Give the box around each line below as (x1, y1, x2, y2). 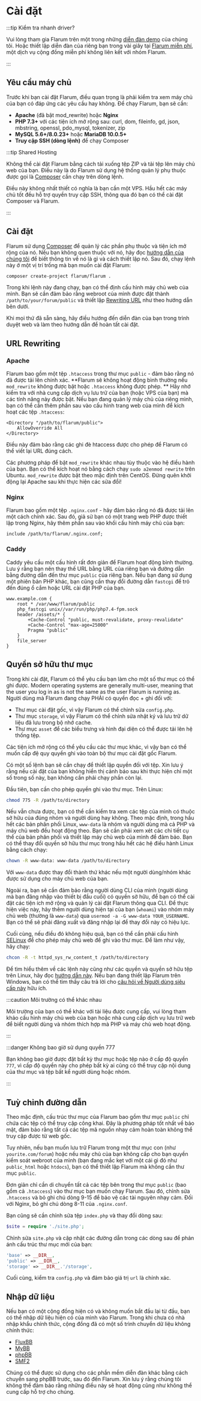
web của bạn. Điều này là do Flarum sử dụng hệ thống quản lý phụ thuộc (6, 166, 186, 173)
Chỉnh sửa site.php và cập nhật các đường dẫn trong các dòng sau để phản (6, 1234, 194, 1241)
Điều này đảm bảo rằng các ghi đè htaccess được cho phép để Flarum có (6, 441, 188, 448)
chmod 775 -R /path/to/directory (6, 797, 90, 803)
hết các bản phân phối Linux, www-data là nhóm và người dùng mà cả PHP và (6, 821, 195, 828)
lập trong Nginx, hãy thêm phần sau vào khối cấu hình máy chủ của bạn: (6, 519, 185, 526)
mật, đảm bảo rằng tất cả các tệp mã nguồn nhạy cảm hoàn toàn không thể (6, 1125, 193, 1133)
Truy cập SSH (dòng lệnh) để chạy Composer (14, 137, 129, 144)
